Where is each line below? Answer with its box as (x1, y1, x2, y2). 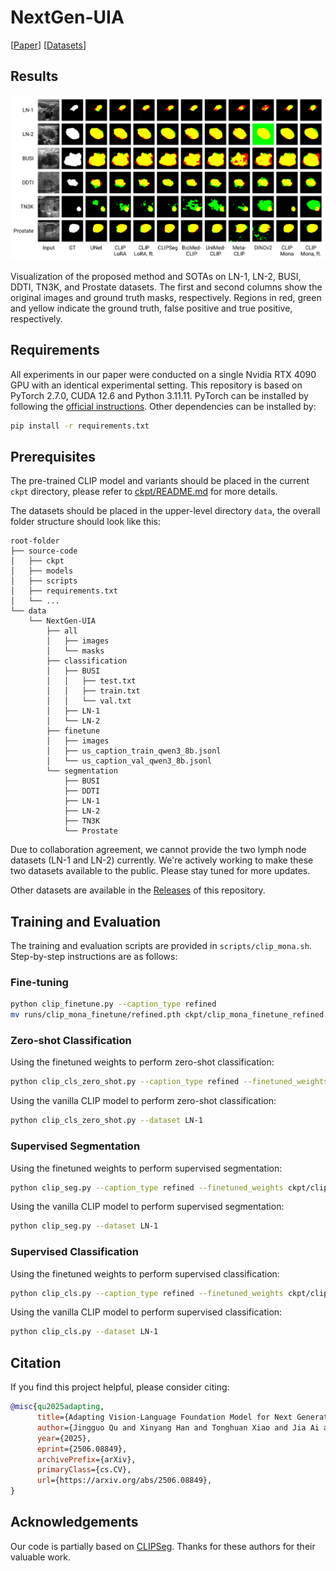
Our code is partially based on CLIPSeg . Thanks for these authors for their (10, 1540, 316, 1552)
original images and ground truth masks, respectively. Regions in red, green (10, 291, 322, 303)
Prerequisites (10, 448, 96, 465)
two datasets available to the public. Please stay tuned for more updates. (10, 865, 311, 877)
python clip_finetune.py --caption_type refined (10, 999, 217, 1010)
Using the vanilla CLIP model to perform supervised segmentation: (10, 1201, 285, 1213)
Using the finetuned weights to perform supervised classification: (10, 1267, 280, 1280)
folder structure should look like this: (10, 516, 161, 528)
